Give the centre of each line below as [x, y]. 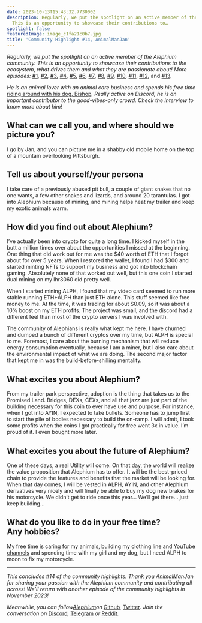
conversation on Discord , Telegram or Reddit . [63, 613]
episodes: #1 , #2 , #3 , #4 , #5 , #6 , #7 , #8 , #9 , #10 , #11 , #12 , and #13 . [90, 76]
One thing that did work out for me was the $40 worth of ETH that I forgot [98, 254]
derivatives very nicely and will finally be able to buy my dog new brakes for [100, 491]
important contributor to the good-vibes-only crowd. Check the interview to [100, 100]
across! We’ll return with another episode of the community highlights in [96, 589]
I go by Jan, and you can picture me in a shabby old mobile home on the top [101, 149]
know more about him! [34, 107]
